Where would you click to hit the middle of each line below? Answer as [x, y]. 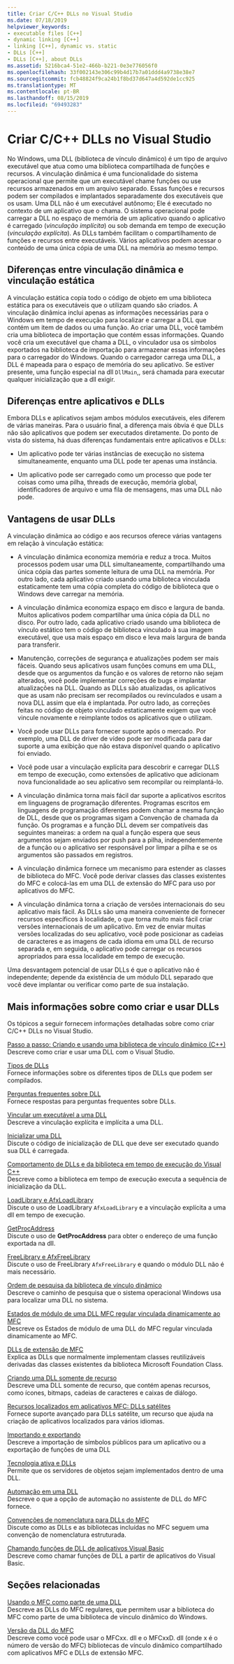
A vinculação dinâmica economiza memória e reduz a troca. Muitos [114, 557]
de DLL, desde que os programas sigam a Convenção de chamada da [118, 818]
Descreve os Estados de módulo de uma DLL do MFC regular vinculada [110, 1328]
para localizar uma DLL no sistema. [58, 1300]
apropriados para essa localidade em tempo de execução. [101, 956]
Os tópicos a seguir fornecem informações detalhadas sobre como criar [111, 1024]
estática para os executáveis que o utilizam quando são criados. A [102, 305]
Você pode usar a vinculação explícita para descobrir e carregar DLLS [118, 767]
